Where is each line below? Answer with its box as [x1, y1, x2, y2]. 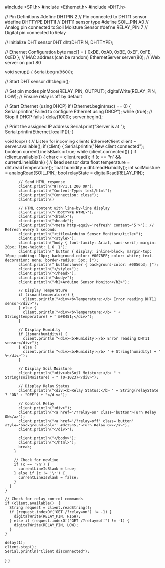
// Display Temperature [18, 288, 68, 293]
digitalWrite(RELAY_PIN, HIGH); [14, 514, 81, 519]
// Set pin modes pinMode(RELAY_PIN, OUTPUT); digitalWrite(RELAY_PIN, [5, 88, 156, 94]
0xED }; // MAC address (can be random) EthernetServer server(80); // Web [5, 54, 160, 60]
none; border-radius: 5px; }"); [31, 258, 99, 263]
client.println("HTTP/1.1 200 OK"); [18, 184, 94, 189]
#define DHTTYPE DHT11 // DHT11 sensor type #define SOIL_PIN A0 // [5, 19, 149, 25]
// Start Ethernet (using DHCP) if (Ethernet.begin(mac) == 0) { [5, 103, 131, 109]
